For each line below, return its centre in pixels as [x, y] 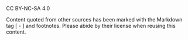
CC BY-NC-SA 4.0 [28, 8]
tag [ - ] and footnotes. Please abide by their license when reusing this [91, 26]
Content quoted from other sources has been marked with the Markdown [94, 19]
